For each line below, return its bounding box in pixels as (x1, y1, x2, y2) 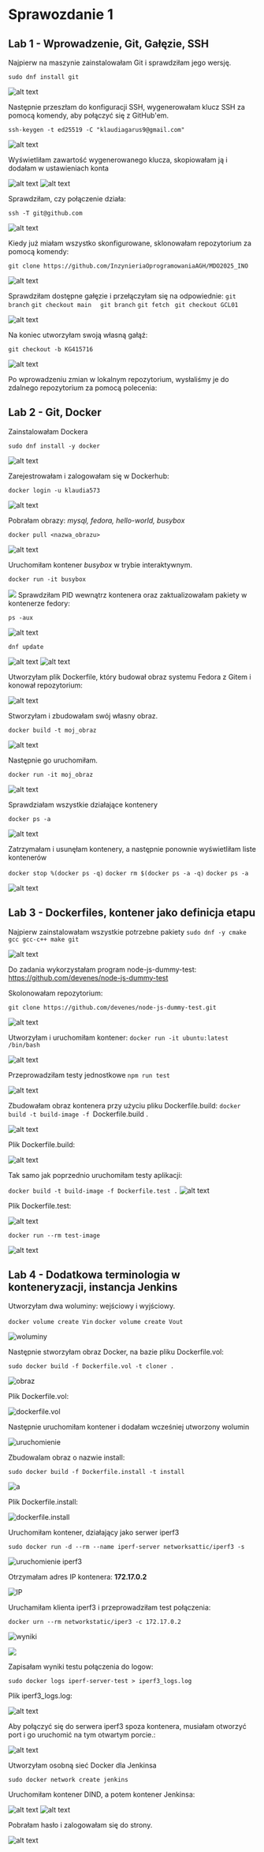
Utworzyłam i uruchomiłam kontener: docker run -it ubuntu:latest (8, 1033, 229, 1042)
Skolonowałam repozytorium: (8, 988, 103, 998)
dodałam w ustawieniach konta (8, 163, 109, 173)
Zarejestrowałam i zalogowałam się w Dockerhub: (8, 471, 169, 481)
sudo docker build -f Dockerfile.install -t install (8, 1468, 185, 1476)
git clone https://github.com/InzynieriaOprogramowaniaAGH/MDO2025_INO (8, 262, 248, 270)
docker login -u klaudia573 (8, 486, 101, 494)
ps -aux (8, 613, 34, 621)
